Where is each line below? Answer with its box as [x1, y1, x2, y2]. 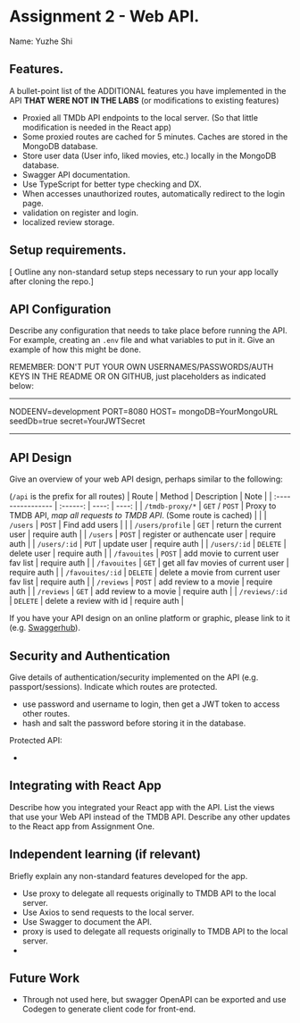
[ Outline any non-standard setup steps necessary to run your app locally [9, 266, 279, 277]
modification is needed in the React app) [21, 122, 172, 132]
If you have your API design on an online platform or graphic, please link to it [9, 613, 290, 624]
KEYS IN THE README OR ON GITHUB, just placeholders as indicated [9, 371, 266, 382]
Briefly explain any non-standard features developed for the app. [9, 870, 248, 881]
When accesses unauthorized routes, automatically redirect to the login [21, 188, 286, 198]
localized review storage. [21, 216, 115, 227]
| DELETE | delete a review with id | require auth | [9, 596, 185, 607]
